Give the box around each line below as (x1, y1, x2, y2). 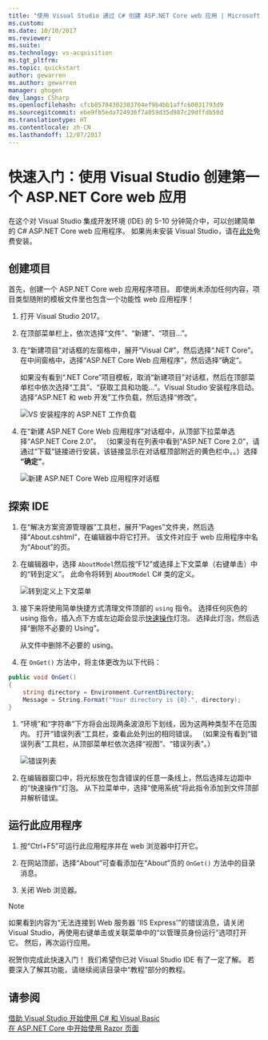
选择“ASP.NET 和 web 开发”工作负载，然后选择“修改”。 (19, 393, 202, 402)
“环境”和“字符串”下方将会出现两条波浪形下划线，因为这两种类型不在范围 (19, 719, 258, 728)
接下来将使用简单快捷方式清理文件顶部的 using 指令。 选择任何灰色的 (19, 603, 248, 613)
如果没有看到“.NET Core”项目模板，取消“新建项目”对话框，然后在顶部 (19, 373, 248, 382)
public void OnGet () (8, 674, 78, 682)
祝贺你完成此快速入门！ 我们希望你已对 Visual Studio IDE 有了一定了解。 (8, 955, 246, 965)
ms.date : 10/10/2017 (8, 26, 78, 34)
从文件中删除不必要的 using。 (19, 640, 118, 650)
